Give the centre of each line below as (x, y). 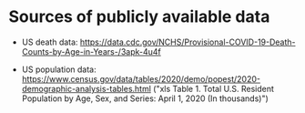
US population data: (59, 69)
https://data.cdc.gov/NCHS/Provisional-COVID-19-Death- (188, 42)
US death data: (50, 42)
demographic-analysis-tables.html (86, 88)
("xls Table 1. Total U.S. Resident (214, 88)
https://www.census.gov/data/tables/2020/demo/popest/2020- (141, 78)
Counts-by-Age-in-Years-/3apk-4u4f (91, 51)
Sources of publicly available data (139, 17)
